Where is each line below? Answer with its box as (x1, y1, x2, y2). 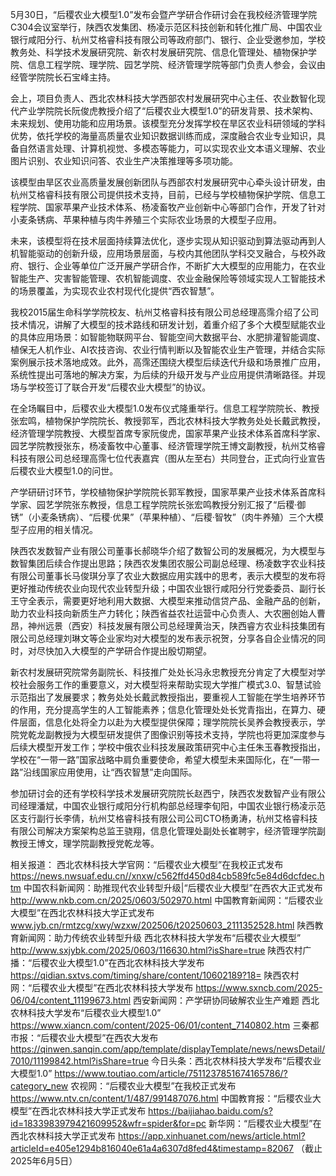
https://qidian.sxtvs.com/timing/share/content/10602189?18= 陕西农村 (10, 969, 300, 981)
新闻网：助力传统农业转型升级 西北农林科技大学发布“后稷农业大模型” (18, 932, 302, 943)
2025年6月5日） (10, 1155, 78, 1167)
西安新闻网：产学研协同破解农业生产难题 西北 (133, 994, 320, 1006)
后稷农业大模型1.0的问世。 (10, 465, 119, 477)
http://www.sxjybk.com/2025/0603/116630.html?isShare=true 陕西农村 (10, 944, 303, 956)
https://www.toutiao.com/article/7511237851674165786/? (54, 1068, 288, 1079)
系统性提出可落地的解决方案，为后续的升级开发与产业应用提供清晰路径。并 (10, 369, 317, 380)
